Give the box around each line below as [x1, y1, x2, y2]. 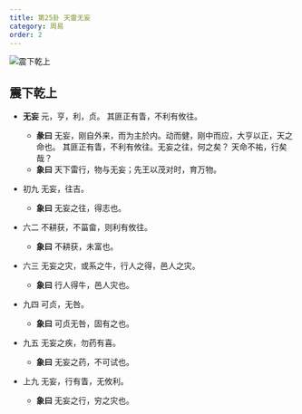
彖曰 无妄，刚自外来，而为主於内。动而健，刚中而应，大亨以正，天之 [35, 130, 293, 141]
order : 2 [9, 30, 43, 39]
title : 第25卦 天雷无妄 [9, 13, 91, 23]
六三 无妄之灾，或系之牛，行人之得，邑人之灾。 [22, 260, 200, 272]
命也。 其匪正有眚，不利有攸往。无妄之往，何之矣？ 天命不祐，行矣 [35, 141, 287, 152]
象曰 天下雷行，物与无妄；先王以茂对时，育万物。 [35, 164, 222, 175]
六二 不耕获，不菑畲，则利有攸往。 [22, 222, 152, 233]
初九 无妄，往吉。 [22, 183, 89, 195]
